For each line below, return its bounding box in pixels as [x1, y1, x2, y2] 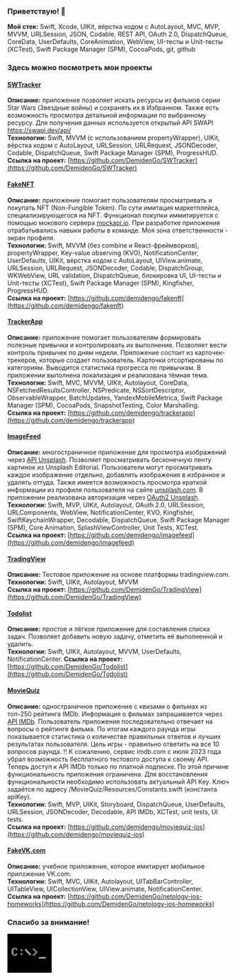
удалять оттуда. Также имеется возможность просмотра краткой [7, 478, 207, 487]
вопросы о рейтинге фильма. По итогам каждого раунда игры [7, 724, 196, 733]
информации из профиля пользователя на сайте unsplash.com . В [7, 485, 204, 495]
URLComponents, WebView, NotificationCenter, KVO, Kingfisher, [7, 508, 195, 517]
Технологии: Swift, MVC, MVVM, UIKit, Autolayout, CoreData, [7, 378, 189, 387]
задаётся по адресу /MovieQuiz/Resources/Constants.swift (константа [7, 784, 218, 793]
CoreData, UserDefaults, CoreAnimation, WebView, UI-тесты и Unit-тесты [7, 38, 223, 46]
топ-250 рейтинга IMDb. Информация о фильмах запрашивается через [7, 709, 223, 718]
